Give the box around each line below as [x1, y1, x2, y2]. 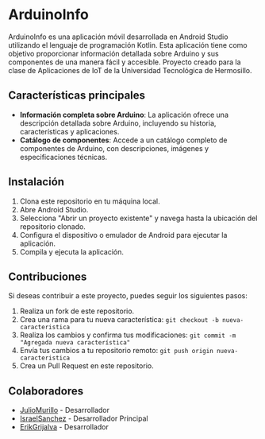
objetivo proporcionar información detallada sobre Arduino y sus [8, 49, 220, 58]
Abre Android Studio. [19, 204, 89, 214]
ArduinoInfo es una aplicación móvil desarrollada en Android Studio [8, 32, 229, 41]
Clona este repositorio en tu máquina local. [19, 196, 160, 206]
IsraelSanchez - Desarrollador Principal [19, 414, 148, 423]
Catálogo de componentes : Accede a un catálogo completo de [19, 135, 228, 145]
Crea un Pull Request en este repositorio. [19, 361, 154, 371]
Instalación [8, 175, 65, 188]
